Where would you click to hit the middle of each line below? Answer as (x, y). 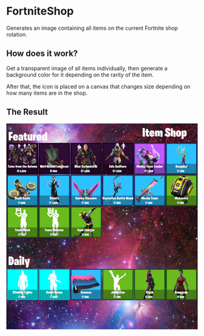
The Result (27, 112)
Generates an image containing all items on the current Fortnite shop (92, 28)
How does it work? (42, 54)
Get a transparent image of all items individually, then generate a (87, 68)
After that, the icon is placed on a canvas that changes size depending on (98, 86)
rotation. (17, 34)
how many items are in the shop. (47, 93)
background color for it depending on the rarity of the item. (80, 75)
